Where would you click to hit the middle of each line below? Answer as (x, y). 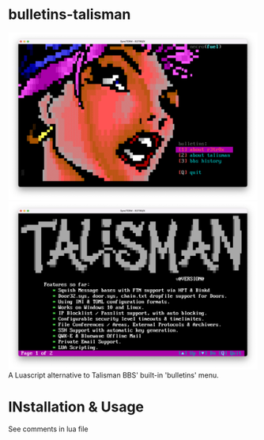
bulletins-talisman (70, 15)
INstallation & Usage (76, 407)
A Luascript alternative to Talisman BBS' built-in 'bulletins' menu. (113, 375)
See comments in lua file (48, 429)
